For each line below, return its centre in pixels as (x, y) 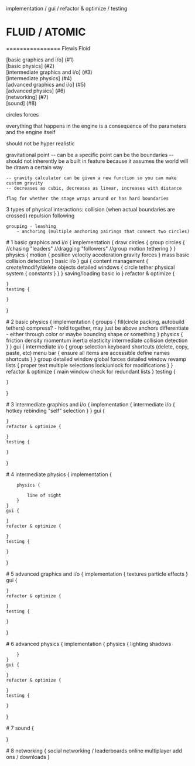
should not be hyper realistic (40, 143)
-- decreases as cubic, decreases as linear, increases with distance (94, 188)
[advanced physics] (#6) (36, 91)
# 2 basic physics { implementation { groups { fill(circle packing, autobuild (95, 322)
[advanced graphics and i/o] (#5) (46, 84)
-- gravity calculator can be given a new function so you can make (91, 178)
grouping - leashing (31, 226)
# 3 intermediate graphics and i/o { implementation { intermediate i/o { (91, 404)
